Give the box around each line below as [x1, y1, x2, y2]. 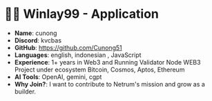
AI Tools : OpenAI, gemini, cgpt [14, 72, 102, 81]
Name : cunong [14, 29, 57, 37]
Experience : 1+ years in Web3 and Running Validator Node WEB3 [14, 58, 201, 66]
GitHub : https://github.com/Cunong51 [14, 43, 123, 52]
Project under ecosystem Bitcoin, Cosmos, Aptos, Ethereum [14, 65, 185, 74]
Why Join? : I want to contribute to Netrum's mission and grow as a [14, 80, 206, 88]
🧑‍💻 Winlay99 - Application [4, 6, 160, 22]
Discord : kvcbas [14, 36, 61, 44]
